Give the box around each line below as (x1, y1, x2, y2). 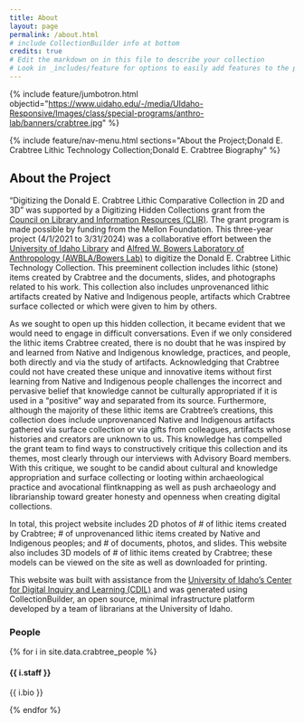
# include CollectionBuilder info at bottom (9, 38, 180, 48)
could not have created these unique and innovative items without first (9, 366, 272, 376)
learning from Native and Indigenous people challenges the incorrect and (9, 376, 282, 386)
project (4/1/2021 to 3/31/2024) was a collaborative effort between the (9, 233, 271, 244)
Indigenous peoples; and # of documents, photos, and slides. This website (9, 537, 288, 548)
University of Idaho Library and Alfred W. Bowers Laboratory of (9, 243, 245, 253)
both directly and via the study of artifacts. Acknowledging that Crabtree (9, 357, 280, 367)
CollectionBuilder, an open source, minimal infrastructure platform (9, 594, 255, 604)
